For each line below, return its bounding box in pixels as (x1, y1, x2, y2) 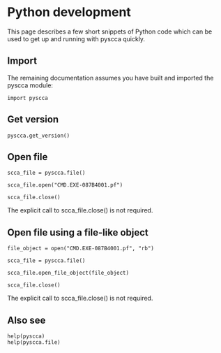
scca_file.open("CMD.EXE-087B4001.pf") (7, 182, 123, 189)
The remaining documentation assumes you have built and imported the (7, 73, 214, 82)
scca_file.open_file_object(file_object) (7, 270, 130, 277)
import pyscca (7, 94, 49, 101)
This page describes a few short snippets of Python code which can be (7, 27, 213, 36)
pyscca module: (7, 81, 54, 89)
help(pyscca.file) (7, 339, 61, 346)
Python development (7, 4, 131, 20)
